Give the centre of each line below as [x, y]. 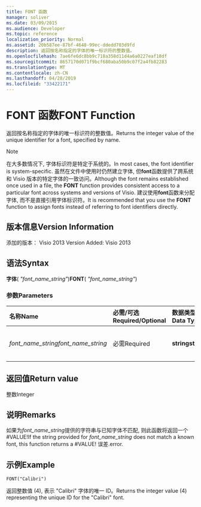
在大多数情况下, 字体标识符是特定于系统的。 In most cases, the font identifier [100, 164]
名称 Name [24, 316]
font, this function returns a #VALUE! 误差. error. [65, 444]
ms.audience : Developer [36, 28]
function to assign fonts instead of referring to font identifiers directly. [92, 206]
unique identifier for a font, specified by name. [63, 140]
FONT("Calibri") [26, 479]
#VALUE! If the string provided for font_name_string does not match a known [100, 437]
